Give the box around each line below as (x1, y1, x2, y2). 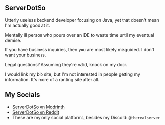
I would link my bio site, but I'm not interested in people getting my (5, 71, 141, 77)
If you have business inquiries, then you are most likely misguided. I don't (5, 46, 155, 52)
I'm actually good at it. (5, 22, 50, 28)
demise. (5, 37, 21, 43)
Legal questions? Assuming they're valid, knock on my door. (5, 61, 127, 67)
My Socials (5, 91, 40, 99)
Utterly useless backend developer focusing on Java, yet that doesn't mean (5, 17, 159, 23)
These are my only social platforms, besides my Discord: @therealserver (12, 114, 160, 120)
